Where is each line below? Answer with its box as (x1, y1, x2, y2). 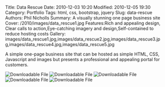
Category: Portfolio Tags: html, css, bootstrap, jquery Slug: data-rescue (5, 9, 152, 15)
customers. (5, 62, 28, 67)
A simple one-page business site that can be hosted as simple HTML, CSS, (5, 51, 160, 57)
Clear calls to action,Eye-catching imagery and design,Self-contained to (5, 25, 154, 31)
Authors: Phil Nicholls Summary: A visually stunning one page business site (5, 15, 160, 20)
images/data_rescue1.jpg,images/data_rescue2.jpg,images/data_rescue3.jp (5, 36, 160, 42)
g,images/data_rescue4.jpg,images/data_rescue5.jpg (5, 41, 115, 47)
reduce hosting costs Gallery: (5, 31, 66, 36)
